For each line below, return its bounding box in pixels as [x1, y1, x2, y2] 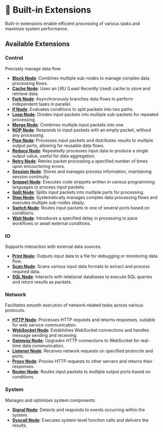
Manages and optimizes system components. [5, 397, 96, 403]
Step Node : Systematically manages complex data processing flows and [12, 194, 158, 200]
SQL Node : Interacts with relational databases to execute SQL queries [12, 273, 152, 280]
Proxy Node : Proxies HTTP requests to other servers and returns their [12, 358, 153, 364]
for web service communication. [12, 322, 77, 328]
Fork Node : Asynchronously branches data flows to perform [12, 96, 133, 102]
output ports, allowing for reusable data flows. [12, 143, 105, 148]
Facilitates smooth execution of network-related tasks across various [5, 302, 144, 308]
